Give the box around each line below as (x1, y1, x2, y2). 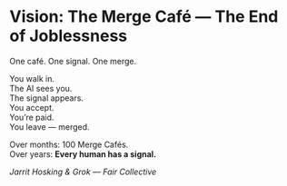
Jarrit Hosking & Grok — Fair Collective (9, 166, 157, 177)
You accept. (9, 102, 54, 113)
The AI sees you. (9, 83, 73, 93)
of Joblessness (9, 25, 128, 46)
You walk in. (9, 73, 55, 83)
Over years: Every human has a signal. (9, 148, 157, 160)
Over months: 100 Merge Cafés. (9, 139, 129, 150)
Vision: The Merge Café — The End (9, 6, 279, 27)
